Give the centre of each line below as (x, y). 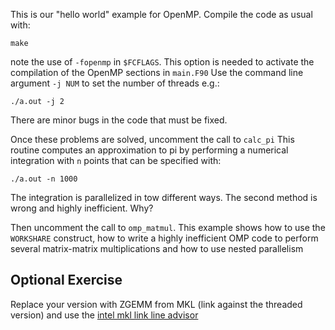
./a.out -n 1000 (44, 179)
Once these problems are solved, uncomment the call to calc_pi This (152, 139)
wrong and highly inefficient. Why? (82, 208)
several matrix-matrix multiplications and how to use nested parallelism (157, 248)
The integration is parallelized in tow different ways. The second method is (164, 197)
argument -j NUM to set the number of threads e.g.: (115, 83)
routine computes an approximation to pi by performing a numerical (149, 150)
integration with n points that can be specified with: (116, 160)
